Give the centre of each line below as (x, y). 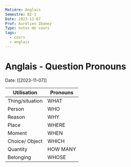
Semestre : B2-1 (21, 14)
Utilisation (25, 92)
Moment (17, 133)
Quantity (18, 149)
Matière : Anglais (23, 10)
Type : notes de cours (27, 28)
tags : (11, 33)
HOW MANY (62, 149)
